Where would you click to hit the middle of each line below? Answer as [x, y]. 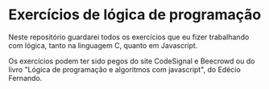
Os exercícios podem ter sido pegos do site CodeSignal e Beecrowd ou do [132, 61]
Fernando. [25, 78]
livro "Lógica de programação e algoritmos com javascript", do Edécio [125, 69]
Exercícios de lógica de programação [135, 15]
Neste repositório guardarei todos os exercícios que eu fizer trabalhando [129, 37]
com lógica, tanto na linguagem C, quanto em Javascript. [103, 45]
